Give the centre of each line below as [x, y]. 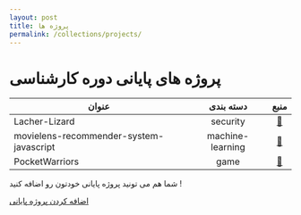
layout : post [34, 17]
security [228, 121]
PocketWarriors [47, 161]
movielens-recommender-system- [89, 136]
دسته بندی [228, 106]
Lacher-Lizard [44, 121]
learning [228, 147]
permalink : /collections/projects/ [76, 34]
